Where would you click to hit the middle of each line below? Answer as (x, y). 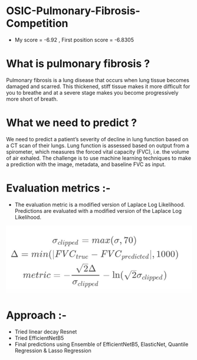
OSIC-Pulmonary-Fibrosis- (73, 11)
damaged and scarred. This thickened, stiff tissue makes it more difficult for (98, 86)
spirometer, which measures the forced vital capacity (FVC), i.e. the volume (98, 151)
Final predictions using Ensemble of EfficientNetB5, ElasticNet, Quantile (101, 344)
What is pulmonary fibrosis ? (78, 64)
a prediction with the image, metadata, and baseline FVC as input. (86, 164)
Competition (37, 23)
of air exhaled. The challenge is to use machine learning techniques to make (99, 158)
